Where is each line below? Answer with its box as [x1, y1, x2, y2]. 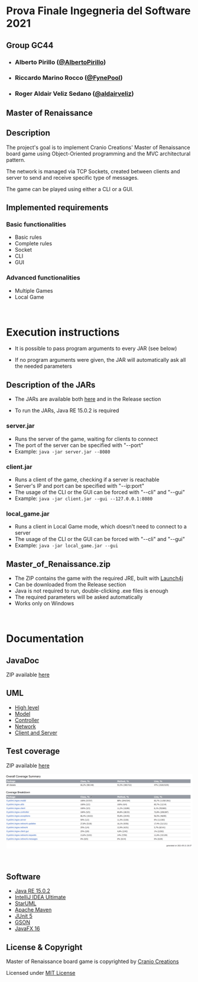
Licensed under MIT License [6, 970, 76, 977]
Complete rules [14, 240, 52, 247]
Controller [14, 717, 40, 724]
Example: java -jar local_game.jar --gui [14, 542, 118, 549]
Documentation [6, 632, 85, 646]
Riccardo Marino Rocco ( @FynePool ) [14, 74, 123, 82]
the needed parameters [14, 362, 72, 370]
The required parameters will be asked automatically [14, 593, 143, 601]
